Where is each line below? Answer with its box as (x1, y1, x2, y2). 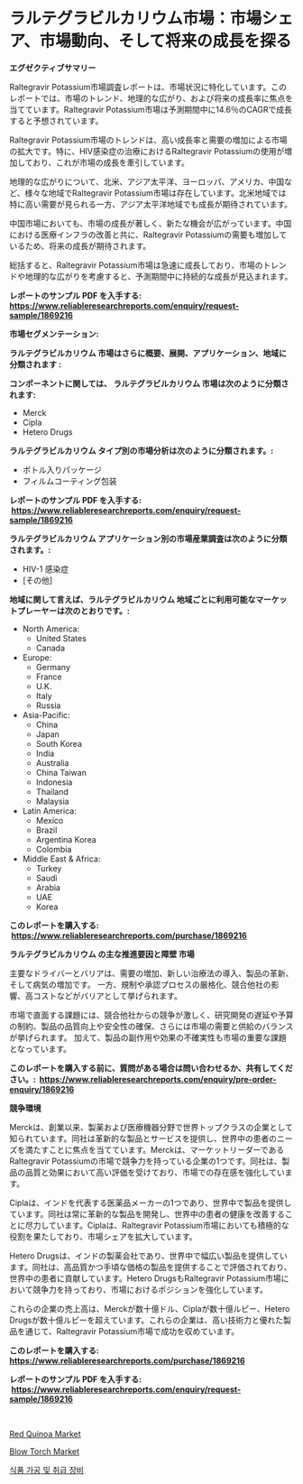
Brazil (35, 825, 58, 835)
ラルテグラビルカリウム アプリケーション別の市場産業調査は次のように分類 (9, 533, 288, 544)
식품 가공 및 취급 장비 (9, 1464, 84, 1475)
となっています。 (9, 1043, 72, 1054)
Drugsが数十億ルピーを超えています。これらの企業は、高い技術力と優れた (9, 1314, 284, 1325)
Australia (35, 757, 69, 768)
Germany (35, 661, 70, 672)
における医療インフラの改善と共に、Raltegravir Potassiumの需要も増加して (9, 229, 288, 240)
